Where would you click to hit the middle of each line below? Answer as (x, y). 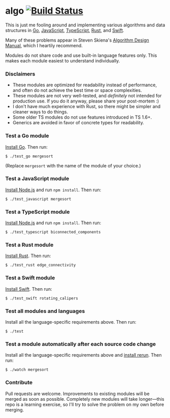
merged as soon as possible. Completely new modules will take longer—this (85, 399)
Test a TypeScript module (38, 212)
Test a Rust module (29, 245)
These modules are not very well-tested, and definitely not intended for (87, 96)
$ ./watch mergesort (27, 370)
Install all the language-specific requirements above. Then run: (71, 322)
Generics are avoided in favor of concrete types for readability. (78, 123)
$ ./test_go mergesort (29, 156)
